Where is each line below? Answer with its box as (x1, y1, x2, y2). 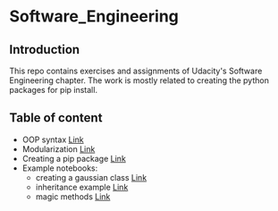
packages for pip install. (9, 85, 98, 95)
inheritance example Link (35, 181, 129, 192)
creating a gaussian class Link (35, 172, 147, 182)
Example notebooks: (21, 163, 98, 173)
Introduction (9, 42, 80, 57)
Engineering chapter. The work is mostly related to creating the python (9, 75, 270, 86)
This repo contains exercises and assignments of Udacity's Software (9, 65, 263, 76)
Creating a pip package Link (21, 153, 127, 164)
